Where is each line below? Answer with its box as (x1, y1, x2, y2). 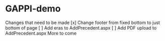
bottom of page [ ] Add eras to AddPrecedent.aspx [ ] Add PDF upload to (5, 24, 157, 30)
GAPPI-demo (5, 3, 61, 14)
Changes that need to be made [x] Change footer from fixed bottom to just (5, 19, 160, 25)
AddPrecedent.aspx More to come (5, 30, 77, 36)
